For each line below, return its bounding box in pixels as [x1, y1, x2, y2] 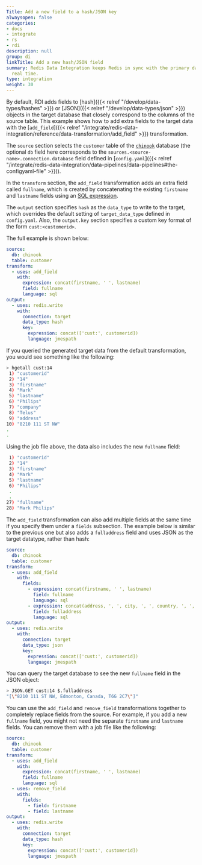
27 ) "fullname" [6, 500, 44, 506]
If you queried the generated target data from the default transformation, [6, 347, 186, 354]
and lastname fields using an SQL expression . [6, 192, 118, 199]
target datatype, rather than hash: [6, 535, 90, 543]
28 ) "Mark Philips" [6, 505, 55, 511]
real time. [11, 71, 39, 77]
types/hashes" [6, 105, 43, 112]
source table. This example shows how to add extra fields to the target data [6, 118, 194, 124]
